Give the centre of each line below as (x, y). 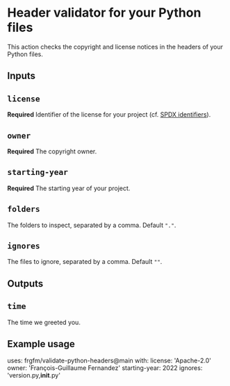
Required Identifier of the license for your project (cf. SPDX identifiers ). (109, 115)
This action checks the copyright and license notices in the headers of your (115, 47)
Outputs (25, 284)
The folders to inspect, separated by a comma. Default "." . (92, 225)
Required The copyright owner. (52, 151)
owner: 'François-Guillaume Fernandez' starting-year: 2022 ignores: (105, 368)
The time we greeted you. (44, 322)
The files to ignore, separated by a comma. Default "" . (85, 262)
